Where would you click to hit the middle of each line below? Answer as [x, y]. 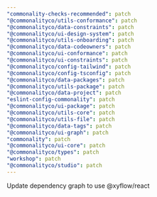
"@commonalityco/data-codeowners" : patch [69, 47]
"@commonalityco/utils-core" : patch [61, 113]
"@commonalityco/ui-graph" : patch [58, 133]
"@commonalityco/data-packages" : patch [66, 80]
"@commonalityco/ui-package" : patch [61, 106]
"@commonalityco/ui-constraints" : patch [67, 60]
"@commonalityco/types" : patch [53, 152]
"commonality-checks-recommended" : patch [69, 14]
